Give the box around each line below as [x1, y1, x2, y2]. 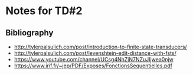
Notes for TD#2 [5, 4, 83, 18]
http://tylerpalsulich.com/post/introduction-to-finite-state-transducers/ [14, 43, 187, 50]
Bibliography [5, 28, 54, 38]
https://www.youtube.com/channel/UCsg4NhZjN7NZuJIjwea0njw [14, 56, 174, 63]
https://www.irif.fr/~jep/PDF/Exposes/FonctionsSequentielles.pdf [14, 62, 172, 69]
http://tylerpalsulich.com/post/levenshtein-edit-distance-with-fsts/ [14, 50, 176, 57]
